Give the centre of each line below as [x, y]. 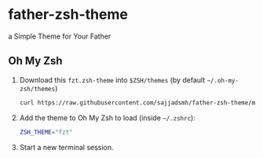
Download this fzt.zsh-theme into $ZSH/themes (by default [112, 79]
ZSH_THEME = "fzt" [46, 132]
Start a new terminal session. [66, 147]
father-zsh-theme [68, 15]
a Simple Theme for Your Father [60, 36]
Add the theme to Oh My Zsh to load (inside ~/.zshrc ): [108, 118]
